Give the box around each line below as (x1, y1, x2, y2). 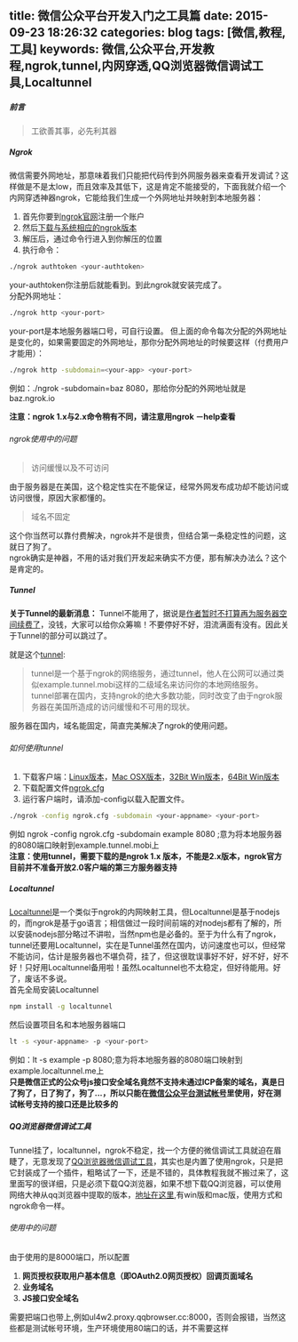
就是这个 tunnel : (9, 649, 67, 660)
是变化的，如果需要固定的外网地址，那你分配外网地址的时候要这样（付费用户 (9, 337, 289, 348)
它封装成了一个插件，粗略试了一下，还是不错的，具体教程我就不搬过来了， (9, 1167, 281, 1177)
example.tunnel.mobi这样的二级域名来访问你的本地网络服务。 (38, 679, 263, 690)
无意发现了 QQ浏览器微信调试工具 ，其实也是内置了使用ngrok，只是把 (32, 1155, 284, 1167)
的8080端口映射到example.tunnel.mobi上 (9, 840, 160, 851)
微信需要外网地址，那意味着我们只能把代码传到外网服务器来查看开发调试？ (9, 170, 281, 181)
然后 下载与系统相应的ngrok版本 (21, 222, 137, 233)
